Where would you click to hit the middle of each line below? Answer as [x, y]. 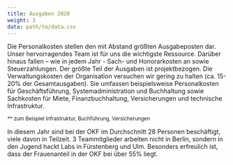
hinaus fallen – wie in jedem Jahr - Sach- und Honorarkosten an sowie [108, 62]
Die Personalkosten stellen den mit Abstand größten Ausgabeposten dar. [112, 47]
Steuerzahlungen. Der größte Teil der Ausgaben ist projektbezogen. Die [110, 69]
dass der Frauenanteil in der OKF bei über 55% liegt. [83, 154]
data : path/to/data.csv [42, 27]
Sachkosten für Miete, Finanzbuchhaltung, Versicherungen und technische [115, 99]
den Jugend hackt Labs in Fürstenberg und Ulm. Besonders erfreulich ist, [113, 147]
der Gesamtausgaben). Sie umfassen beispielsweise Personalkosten [121, 84]
